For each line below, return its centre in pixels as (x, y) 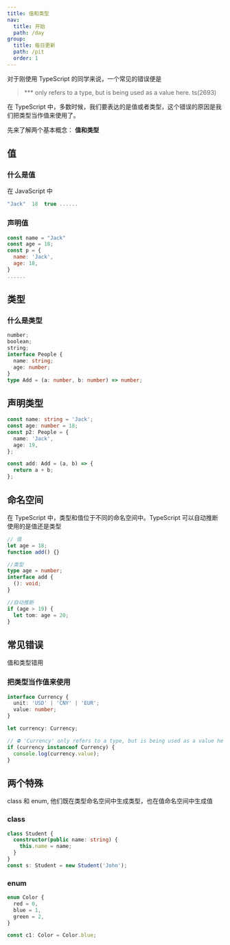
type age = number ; (35, 571)
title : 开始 (30, 26)
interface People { (35, 355)
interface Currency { (38, 697)
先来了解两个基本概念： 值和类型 (53, 130)
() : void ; (27, 584)
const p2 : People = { (38, 432)
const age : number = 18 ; (43, 426)
